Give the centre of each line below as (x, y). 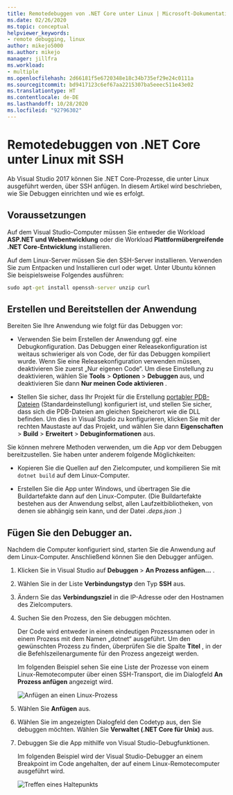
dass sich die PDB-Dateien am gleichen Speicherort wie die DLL (109, 412)
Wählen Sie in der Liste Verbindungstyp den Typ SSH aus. (101, 584)
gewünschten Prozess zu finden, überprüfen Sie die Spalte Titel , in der (119, 646)
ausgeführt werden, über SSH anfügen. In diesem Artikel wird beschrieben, (115, 186)
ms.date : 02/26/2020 (37, 20)
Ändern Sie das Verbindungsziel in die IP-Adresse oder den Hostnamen (120, 597)
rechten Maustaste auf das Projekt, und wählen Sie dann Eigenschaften (120, 427)
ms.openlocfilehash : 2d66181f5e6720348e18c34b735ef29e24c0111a (101, 78)
